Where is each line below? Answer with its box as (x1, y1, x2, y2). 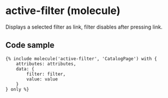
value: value (26, 76, 58, 82)
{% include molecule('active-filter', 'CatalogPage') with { (5, 55, 157, 62)
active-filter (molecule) (5, 4, 121, 17)
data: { (16, 66, 34, 72)
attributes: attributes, (16, 61, 76, 66)
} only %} (5, 86, 30, 92)
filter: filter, (26, 71, 66, 77)
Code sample (5, 40, 55, 50)
